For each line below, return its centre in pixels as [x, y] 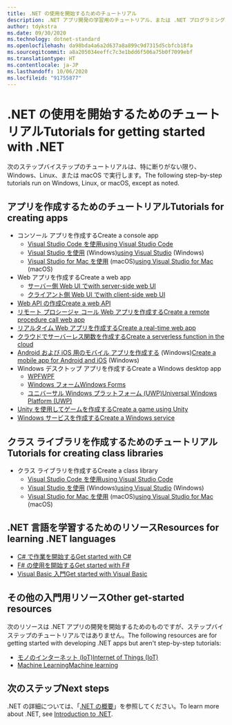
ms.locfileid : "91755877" [44, 78]
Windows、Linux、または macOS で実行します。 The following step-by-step [115, 175]
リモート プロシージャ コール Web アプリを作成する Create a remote [113, 312]
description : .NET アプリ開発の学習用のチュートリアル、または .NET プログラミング [116, 20]
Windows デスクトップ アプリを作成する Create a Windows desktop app [119, 369]
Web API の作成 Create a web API [64, 303]
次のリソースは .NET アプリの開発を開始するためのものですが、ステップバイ [115, 626]
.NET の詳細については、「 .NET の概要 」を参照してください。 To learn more [113, 706]
